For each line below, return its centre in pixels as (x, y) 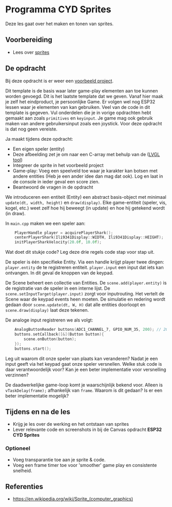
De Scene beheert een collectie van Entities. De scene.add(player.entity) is (86, 283)
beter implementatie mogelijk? (37, 396)
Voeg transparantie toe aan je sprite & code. (59, 459)
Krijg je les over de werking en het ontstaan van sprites (71, 424)
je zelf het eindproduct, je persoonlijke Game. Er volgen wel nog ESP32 (80, 102)
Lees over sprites (31, 52)
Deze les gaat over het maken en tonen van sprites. (59, 24)
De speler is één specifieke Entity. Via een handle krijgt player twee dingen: (85, 262)
